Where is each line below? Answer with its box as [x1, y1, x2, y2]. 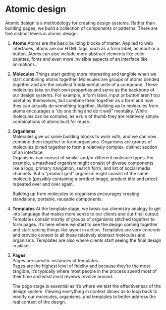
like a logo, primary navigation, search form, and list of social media [12, 165, 151, 171]
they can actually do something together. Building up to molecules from [12, 103, 159, 108]
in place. [12, 242, 30, 248]
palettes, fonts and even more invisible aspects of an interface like [12, 56, 148, 62]
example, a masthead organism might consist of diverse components [12, 160, 154, 166]
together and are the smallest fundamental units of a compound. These [12, 81, 158, 88]
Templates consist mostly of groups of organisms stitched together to [12, 216, 155, 222]
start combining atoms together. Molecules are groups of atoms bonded [12, 76, 160, 82]
